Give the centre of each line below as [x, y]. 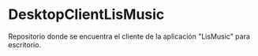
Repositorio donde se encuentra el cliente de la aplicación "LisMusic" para [129, 36]
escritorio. [25, 44]
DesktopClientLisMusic [86, 15]
